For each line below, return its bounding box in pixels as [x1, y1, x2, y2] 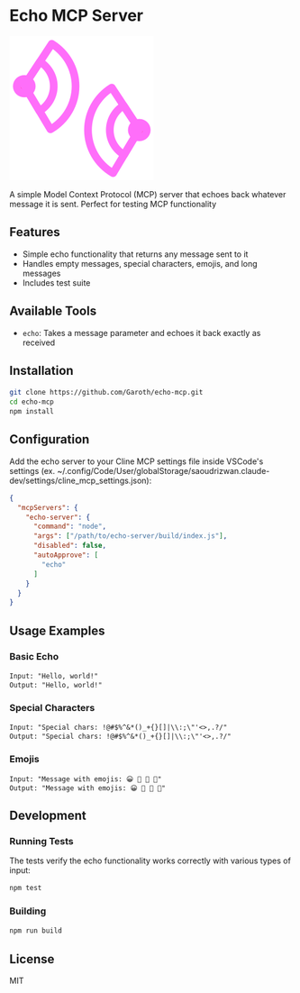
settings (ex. [9, 465, 56, 476]
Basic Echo [9, 650, 59, 662]
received [22, 337, 56, 348]
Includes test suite [22, 277, 91, 288]
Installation [9, 362, 74, 378]
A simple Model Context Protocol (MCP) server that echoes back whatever [9, 188, 286, 199]
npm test [9, 884, 42, 893]
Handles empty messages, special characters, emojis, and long [22, 258, 259, 269]
